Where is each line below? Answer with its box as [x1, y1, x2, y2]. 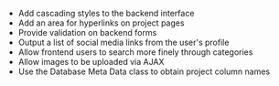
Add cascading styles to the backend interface [17, 8, 195, 18]
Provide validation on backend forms [17, 27, 157, 38]
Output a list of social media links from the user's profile [17, 37, 230, 48]
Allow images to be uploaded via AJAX [17, 57, 165, 67]
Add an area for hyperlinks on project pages [17, 17, 185, 28]
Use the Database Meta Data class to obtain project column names [17, 66, 271, 77]
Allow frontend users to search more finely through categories [17, 47, 253, 58]
